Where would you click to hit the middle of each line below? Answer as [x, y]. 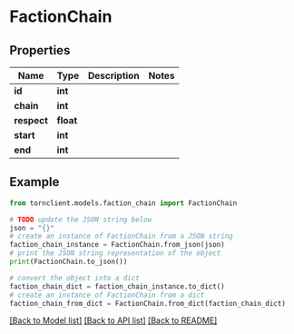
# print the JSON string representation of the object [115, 253]
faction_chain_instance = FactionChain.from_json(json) [117, 245]
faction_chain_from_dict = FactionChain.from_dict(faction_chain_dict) [147, 303]
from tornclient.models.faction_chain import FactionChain [123, 203]
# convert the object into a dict [75, 278]
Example [34, 182]
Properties [40, 50]
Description [113, 76]
